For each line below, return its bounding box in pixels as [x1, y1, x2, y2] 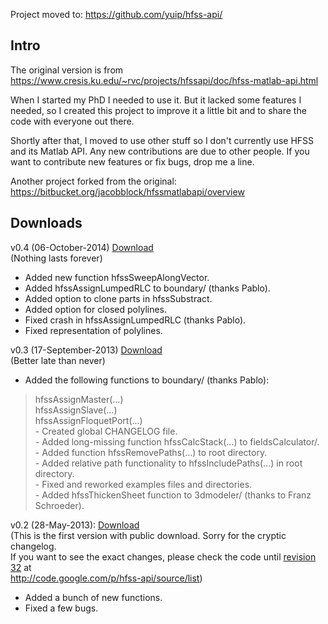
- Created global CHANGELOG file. [34, 425, 178, 437]
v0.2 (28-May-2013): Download [10, 519, 140, 531]
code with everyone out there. [10, 115, 135, 127]
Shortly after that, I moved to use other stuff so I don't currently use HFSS [10, 134, 315, 146]
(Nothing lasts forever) [10, 252, 103, 264]
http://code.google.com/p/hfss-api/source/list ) [10, 572, 203, 584]
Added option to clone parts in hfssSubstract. [24, 292, 213, 304]
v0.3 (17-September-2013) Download [10, 344, 163, 356]
